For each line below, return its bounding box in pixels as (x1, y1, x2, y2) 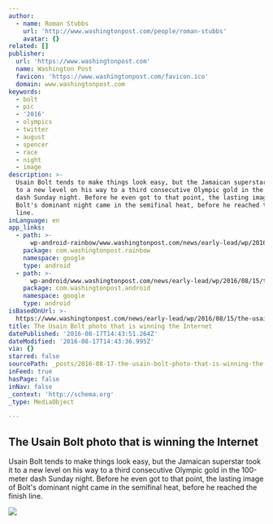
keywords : (8, 87, 42, 96)
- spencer (15, 140, 49, 149)
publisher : (8, 50, 45, 58)
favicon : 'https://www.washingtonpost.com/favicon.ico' (15, 72, 209, 81)
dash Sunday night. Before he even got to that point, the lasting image (29, 474, 264, 484)
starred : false (8, 352, 60, 360)
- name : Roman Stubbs (15, 20, 89, 28)
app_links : (8, 224, 45, 232)
